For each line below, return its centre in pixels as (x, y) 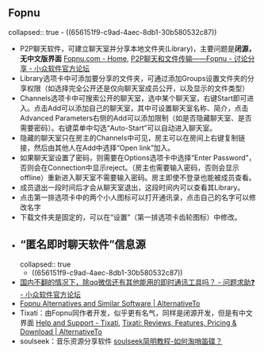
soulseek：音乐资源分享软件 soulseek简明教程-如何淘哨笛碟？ (121, 341)
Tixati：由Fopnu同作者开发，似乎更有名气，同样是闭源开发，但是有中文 (136, 313)
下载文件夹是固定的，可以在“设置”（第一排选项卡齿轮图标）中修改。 (130, 217)
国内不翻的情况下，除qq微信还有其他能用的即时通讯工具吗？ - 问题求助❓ (137, 282)
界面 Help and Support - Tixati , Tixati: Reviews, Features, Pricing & (128, 322)
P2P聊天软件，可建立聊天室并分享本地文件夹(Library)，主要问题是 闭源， (138, 48)
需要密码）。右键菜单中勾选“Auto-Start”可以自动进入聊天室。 (118, 128)
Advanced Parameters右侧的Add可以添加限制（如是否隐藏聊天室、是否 (136, 117)
